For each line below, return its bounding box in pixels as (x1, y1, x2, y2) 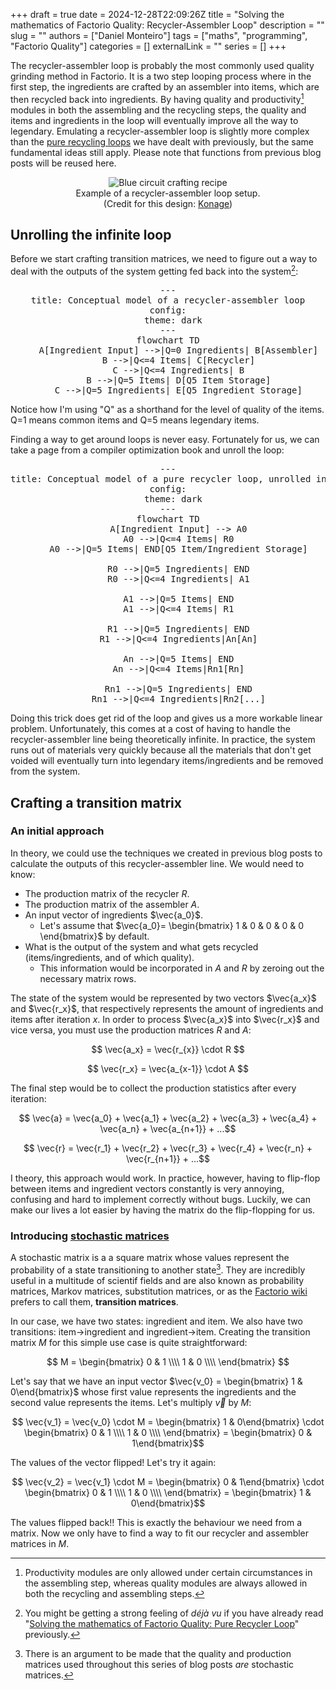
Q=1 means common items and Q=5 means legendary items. (10, 414, 260, 426)
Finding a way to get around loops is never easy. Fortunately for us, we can (10, 434, 320, 446)
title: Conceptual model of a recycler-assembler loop (30, 295, 306, 306)
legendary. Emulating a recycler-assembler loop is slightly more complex (10, 125, 310, 137)
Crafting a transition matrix (10, 794, 182, 811)
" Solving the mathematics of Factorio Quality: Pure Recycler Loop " (24, 1617, 300, 1629)
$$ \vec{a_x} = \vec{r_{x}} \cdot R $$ (91, 1043, 245, 1055)
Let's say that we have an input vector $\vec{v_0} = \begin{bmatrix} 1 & (10, 1375, 303, 1387)
